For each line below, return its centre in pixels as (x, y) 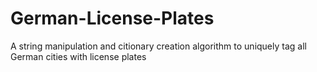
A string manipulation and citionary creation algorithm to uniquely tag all (158, 46)
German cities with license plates (78, 56)
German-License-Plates (112, 18)
